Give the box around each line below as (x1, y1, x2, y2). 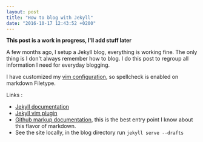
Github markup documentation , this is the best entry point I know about (15, 116, 193, 123)
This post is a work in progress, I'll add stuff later (6, 37, 132, 44)
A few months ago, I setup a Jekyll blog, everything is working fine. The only (6, 49, 198, 56)
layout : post (6, 8, 39, 15)
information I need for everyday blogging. (6, 61, 110, 69)
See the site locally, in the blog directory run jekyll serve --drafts (15, 129, 184, 137)
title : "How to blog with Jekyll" (6, 15, 94, 21)
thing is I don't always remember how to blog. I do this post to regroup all (6, 55, 189, 63)
